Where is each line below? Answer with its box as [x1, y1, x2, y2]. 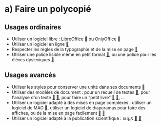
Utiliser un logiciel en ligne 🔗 [11, 41, 69, 47]
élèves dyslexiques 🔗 [11, 57, 55, 62]
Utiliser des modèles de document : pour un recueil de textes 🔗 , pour [11, 89, 150, 95]
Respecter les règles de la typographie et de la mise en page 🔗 [11, 47, 138, 52]
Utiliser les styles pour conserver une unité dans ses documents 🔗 [11, 84, 145, 90]
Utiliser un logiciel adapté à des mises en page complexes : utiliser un [11, 100, 152, 105]
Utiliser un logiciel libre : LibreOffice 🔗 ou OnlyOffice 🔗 [11, 36, 121, 42]
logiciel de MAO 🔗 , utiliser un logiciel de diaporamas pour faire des [11, 104, 146, 111]
